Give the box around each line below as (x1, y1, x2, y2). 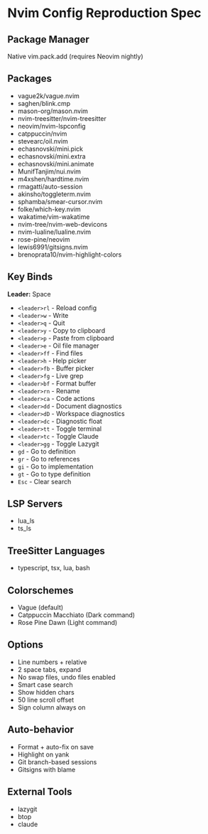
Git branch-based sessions (17, 757, 97, 766)
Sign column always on (17, 702, 86, 712)
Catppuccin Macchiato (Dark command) (17, 611, 136, 619)
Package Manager (7, 33, 90, 46)
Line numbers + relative (17, 658, 87, 666)
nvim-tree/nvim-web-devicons (17, 220, 108, 228)
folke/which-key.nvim (17, 205, 81, 213)
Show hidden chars (17, 688, 75, 696)
